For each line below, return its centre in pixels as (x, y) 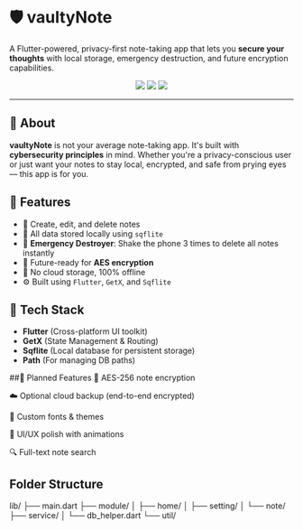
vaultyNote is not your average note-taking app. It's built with (124, 144)
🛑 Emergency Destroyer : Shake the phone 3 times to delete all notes (151, 243)
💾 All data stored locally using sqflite (93, 233)
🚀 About (32, 123)
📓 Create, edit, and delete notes (81, 224)
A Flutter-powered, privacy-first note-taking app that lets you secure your (147, 48)
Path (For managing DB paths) (79, 360)
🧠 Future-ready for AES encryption (88, 262)
